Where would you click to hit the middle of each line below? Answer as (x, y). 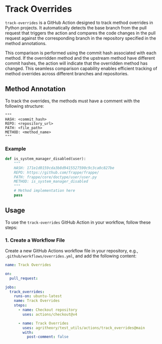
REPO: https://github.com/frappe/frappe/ (56, 172)
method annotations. (26, 43)
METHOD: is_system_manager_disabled (51, 182)
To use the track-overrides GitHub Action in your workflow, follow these (78, 222)
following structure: (25, 106)
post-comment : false (48, 337)
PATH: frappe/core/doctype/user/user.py (55, 177)
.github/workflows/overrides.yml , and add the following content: (71, 256)
